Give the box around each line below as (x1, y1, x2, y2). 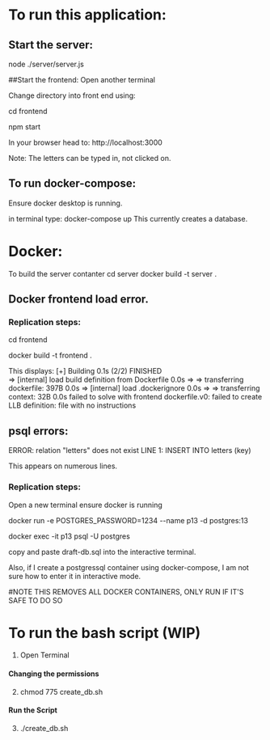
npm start (8, 122, 41, 131)
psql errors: (8, 424, 69, 438)
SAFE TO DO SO (8, 595, 63, 605)
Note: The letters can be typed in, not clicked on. (8, 154, 171, 163)
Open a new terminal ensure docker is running (8, 500, 163, 510)
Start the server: (8, 38, 94, 52)
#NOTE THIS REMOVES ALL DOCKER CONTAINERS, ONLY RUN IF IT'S (8, 586, 244, 596)
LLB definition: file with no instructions (8, 400, 137, 410)
